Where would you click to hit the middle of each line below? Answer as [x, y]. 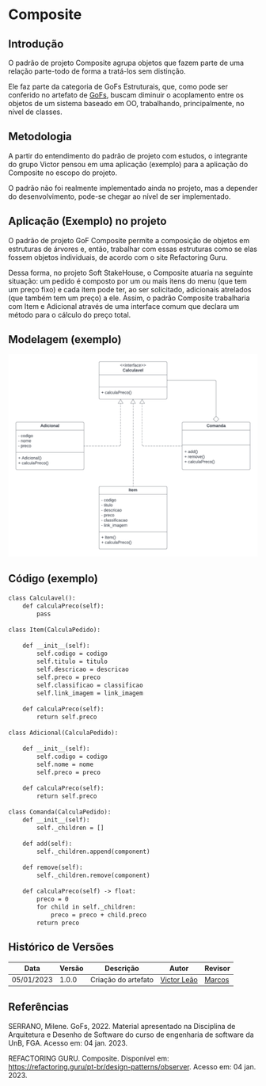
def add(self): [47, 844]
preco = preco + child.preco [99, 915]
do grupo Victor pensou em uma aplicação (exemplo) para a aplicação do [128, 164]
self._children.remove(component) [93, 875]
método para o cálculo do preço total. [70, 314]
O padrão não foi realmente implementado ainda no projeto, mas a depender [133, 188]
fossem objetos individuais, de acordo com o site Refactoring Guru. [118, 257]
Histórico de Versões [61, 947]
